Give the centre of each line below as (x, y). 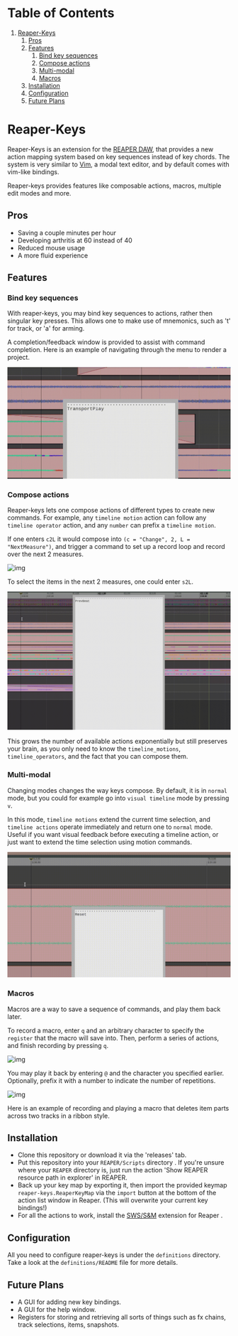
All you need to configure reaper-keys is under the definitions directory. (114, 1255)
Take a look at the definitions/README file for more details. (93, 1263)
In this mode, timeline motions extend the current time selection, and (109, 819)
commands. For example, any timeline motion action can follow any (107, 518)
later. (15, 1016)
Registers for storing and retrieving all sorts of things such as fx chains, (122, 1318)
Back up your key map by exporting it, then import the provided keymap (123, 1185)
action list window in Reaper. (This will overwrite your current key (113, 1200)
